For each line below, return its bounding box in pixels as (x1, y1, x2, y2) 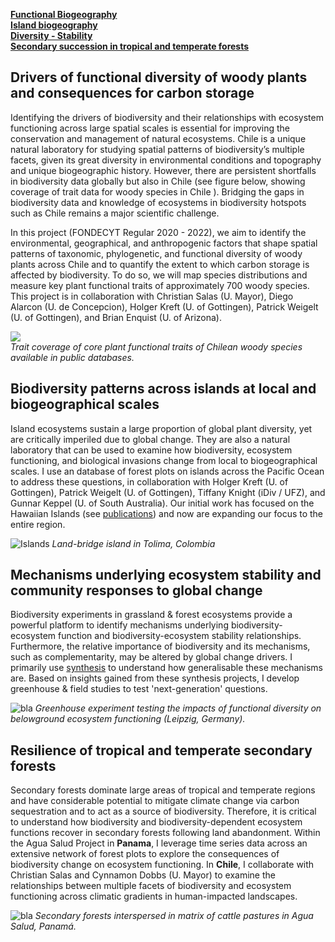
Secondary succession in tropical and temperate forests (10, 40, 250, 52)
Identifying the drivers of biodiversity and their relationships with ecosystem (10, 111, 324, 123)
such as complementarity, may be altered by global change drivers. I (10, 651, 293, 663)
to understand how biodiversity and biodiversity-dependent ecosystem (10, 816, 303, 828)
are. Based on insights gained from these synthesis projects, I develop (10, 672, 300, 684)
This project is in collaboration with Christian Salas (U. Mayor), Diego (10, 290, 294, 302)
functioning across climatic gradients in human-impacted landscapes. (10, 890, 298, 903)
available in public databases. (10, 351, 135, 363)
